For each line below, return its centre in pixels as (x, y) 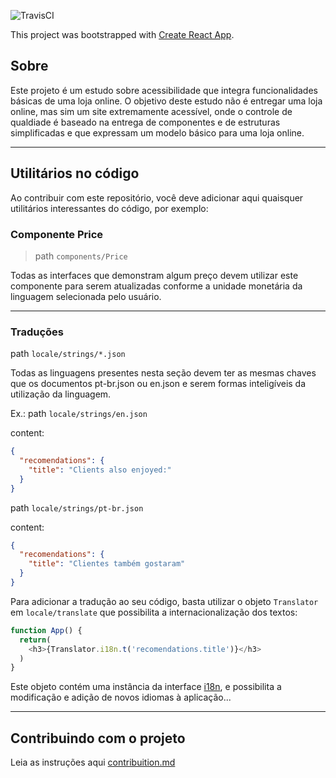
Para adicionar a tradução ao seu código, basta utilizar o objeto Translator (164, 601)
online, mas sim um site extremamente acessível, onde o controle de (151, 111)
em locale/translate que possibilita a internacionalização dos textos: (154, 612)
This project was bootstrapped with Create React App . (122, 34)
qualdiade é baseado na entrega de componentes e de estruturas (145, 122)
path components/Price (81, 256)
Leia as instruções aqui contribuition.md (93, 762)
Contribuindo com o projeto (98, 738)
